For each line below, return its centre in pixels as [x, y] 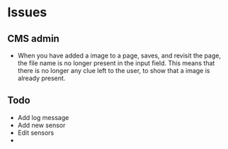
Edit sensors [36, 133]
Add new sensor [41, 125]
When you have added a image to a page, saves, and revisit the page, [119, 55]
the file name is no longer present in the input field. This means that [116, 63]
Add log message [43, 117]
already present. [41, 78]
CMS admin [34, 39]
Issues [27, 12]
